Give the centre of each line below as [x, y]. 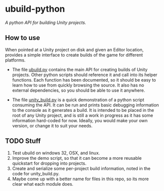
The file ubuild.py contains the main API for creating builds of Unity [80, 69]
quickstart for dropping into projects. [49, 163]
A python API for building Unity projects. [46, 22]
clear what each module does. [43, 184]
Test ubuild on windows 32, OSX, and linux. [56, 153]
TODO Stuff [23, 141]
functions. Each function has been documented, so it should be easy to [84, 80]
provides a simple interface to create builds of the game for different [74, 55]
